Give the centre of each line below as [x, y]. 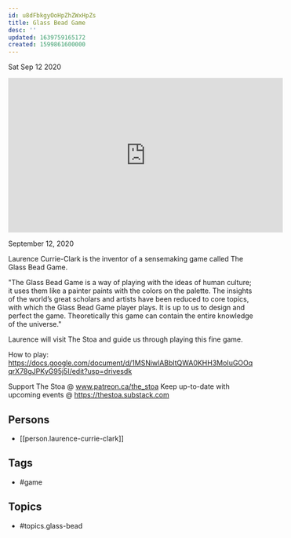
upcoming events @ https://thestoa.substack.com [89, 395]
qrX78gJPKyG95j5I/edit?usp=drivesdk [70, 371]
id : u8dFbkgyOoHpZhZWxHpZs [52, 15]
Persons [29, 420]
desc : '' [22, 30]
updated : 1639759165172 [47, 37]
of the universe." [35, 324]
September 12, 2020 [41, 243]
